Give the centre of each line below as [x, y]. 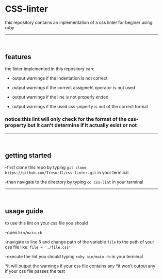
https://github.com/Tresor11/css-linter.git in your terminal [67, 172]
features [18, 57]
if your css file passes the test [35, 271]
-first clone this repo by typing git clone [46, 167]
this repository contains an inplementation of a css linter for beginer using [79, 22]
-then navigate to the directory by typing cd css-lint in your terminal [74, 182]
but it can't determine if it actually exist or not [82, 125]
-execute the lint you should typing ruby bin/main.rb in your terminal [74, 256]
